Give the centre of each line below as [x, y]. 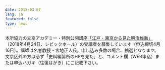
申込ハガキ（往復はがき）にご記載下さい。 [57, 63]
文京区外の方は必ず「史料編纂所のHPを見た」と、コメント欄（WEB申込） [80, 57]
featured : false [22, 19]
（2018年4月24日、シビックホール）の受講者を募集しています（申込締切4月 [83, 44]
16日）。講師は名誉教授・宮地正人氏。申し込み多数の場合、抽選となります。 [82, 50]
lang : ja [14, 14]
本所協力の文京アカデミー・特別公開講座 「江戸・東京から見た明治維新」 [79, 38]
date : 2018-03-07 [23, 10]
